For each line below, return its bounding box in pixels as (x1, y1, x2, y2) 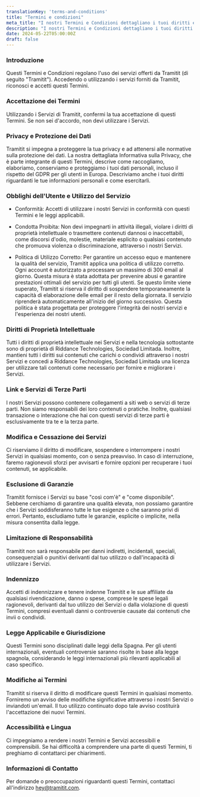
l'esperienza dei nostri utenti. (14, 311, 86, 318)
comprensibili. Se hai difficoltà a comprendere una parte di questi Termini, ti (6, 743, 192, 750)
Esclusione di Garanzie (6, 480, 74, 488)
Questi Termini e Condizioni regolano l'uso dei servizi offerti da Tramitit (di (6, 70, 189, 77)
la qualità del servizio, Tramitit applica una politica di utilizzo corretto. (14, 260, 185, 267)
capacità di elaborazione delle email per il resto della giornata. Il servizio (14, 292, 192, 299)
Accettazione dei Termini (6, 97, 80, 105)
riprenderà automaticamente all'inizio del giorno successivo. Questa (14, 298, 182, 305)
